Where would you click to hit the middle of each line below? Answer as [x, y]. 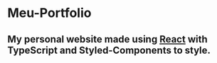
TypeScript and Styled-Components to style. [109, 50]
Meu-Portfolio [49, 13]
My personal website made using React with [107, 39]
